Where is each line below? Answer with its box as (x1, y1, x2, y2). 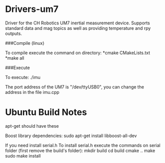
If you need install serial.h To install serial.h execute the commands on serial (5, 142, 161, 148)
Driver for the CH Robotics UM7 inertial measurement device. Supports (5, 20, 150, 26)
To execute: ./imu (5, 74, 41, 80)
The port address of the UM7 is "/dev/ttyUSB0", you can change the (5, 83, 145, 90)
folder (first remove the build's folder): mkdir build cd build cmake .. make (5, 148, 155, 154)
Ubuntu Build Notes (5, 107, 87, 118)
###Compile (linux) (5, 40, 45, 46)
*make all (5, 55, 25, 61)
